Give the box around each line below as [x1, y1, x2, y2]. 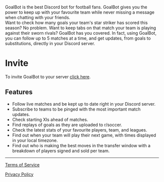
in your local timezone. [12, 137, 58, 143]
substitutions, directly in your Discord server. [5, 41, 95, 46]
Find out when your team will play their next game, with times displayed [12, 132, 156, 138]
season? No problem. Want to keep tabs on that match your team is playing [5, 25, 156, 31]
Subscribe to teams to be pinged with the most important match [12, 106, 141, 112]
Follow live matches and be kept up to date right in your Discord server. [12, 101, 156, 107]
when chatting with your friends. [5, 15, 71, 20]
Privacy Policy [5, 171, 34, 177]
